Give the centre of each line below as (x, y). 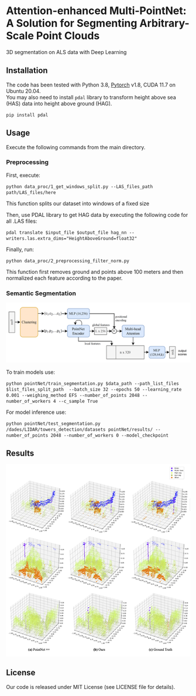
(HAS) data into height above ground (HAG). (59, 103)
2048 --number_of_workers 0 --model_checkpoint (109, 435)
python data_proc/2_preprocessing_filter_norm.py (68, 261)
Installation (27, 71)
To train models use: (31, 372)
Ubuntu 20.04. (23, 91)
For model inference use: (36, 412)
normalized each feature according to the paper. (64, 278)
